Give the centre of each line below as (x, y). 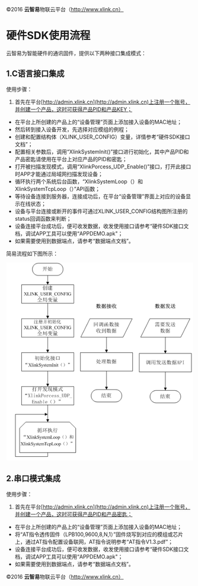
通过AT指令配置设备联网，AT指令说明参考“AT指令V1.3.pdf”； (99, 541)
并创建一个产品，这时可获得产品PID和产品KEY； (73, 109)
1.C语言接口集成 (35, 74)
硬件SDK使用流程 (48, 36)
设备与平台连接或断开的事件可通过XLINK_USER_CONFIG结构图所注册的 (101, 211)
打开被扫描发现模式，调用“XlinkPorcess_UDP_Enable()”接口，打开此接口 (103, 167)
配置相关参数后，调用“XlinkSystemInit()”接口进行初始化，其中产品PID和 (102, 152)
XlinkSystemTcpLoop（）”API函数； (58, 189)
